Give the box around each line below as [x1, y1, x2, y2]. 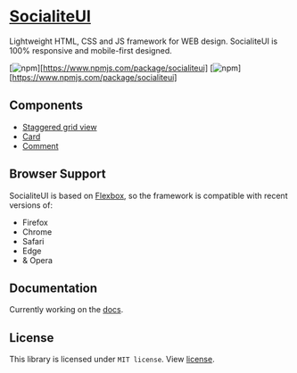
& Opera [21, 254, 54, 265]
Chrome [21, 226, 53, 237]
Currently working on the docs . [9, 304, 124, 315]
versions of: [9, 199, 54, 211]
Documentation [9, 280, 98, 295]
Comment [21, 140, 59, 151]
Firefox [21, 217, 49, 228]
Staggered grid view [21, 121, 97, 132]
